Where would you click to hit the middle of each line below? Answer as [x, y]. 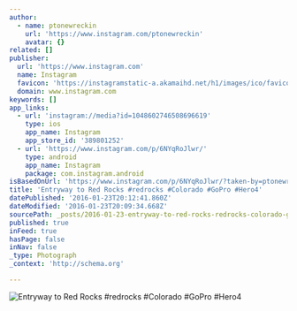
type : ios [43, 125]
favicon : [33, 83]
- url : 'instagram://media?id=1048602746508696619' [114, 116]
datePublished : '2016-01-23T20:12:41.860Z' [91, 198]
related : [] [31, 50]
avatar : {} [45, 42]
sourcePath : [31, 214]
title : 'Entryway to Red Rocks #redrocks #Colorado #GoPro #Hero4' [136, 190]
